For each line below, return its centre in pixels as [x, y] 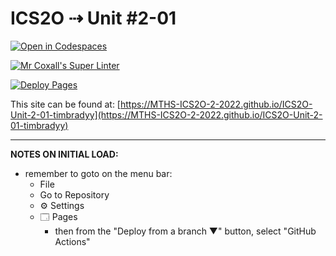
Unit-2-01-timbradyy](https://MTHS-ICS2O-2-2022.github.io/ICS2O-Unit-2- [166, 114]
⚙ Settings [62, 205]
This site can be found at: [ [65, 104]
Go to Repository [74, 194]
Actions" [72, 241]
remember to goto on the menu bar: [98, 173]
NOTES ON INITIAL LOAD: [64, 154]
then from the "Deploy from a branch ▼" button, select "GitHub [185, 231]
